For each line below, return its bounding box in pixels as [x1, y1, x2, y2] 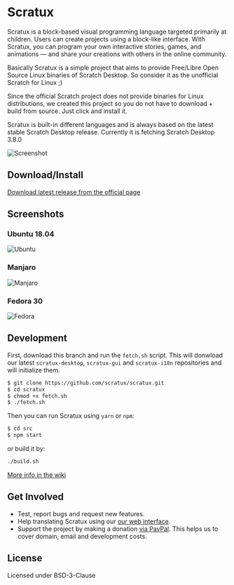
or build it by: [7, 445, 46, 453]
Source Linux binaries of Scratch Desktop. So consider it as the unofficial [7, 71, 219, 79]
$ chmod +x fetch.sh [7, 392, 68, 400]
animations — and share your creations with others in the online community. [7, 50, 227, 58]
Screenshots [7, 208, 64, 220]
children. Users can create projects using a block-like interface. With [7, 34, 205, 43]
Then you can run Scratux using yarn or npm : [7, 412, 135, 420]
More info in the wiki [7, 471, 67, 479]
